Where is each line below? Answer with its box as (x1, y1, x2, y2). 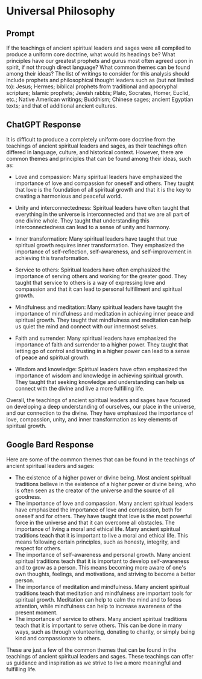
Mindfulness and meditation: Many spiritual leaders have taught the (14, 304, 183, 311)
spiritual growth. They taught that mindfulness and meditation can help (14, 316, 191, 323)
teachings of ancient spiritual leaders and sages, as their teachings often (6, 142, 187, 149)
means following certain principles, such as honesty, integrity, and (14, 538, 180, 545)
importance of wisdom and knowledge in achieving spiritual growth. (14, 372, 184, 379)
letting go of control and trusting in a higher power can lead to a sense (14, 347, 190, 354)
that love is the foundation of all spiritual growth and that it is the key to (14, 186, 192, 193)
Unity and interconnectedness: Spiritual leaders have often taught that (14, 204, 190, 211)
